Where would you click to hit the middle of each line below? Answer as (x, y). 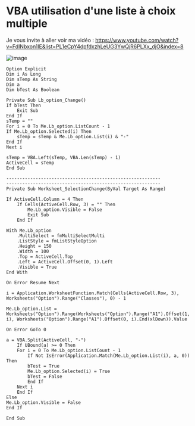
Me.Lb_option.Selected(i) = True (69, 371)
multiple (27, 24)
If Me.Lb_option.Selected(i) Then (49, 131)
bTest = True (44, 366)
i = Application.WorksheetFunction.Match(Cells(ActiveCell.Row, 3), (93, 293)
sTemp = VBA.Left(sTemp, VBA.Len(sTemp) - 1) (63, 157)
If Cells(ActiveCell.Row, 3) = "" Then (66, 204)
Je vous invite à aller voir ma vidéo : (50, 40)
